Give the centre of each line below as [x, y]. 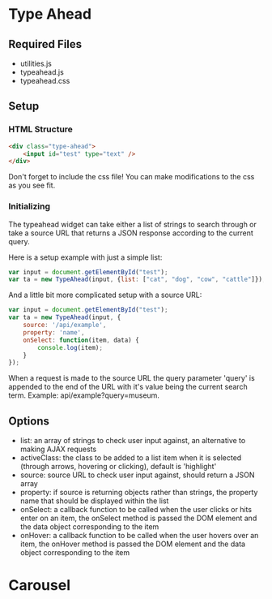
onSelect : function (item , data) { [81, 340]
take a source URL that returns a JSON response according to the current [131, 233]
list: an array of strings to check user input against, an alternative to [133, 441]
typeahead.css [45, 81]
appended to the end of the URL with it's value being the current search [128, 387]
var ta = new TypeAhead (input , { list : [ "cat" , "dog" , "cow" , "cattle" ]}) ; [137, 280]
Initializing [30, 206]
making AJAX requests [58, 449]
